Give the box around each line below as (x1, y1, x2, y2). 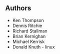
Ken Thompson (12, 17, 44, 23)
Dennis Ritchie (12, 22, 42, 28)
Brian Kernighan (12, 33, 46, 39)
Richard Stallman (12, 27, 47, 34)
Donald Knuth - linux (12, 43, 55, 49)
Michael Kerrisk (12, 38, 45, 44)
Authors (5, 4, 31, 12)
